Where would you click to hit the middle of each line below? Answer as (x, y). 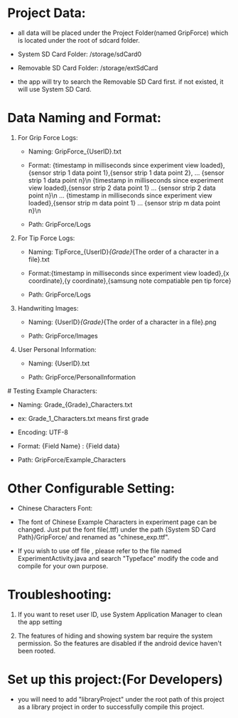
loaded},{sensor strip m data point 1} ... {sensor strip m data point (124, 203)
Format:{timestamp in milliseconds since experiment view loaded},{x (129, 273)
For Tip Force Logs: (46, 238)
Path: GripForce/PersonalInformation (82, 377)
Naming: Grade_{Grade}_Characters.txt (75, 404)
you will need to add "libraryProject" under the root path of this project (121, 699)
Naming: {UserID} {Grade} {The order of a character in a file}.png (122, 322)
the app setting (40, 622)
